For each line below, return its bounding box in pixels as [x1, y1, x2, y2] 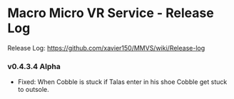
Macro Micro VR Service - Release [7, 5, 214, 21]
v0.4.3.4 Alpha [7, 61, 61, 71]
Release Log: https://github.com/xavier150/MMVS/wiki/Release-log [7, 43, 205, 52]
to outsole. [17, 85, 50, 94]
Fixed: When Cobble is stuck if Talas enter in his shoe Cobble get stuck [17, 78, 228, 86]
